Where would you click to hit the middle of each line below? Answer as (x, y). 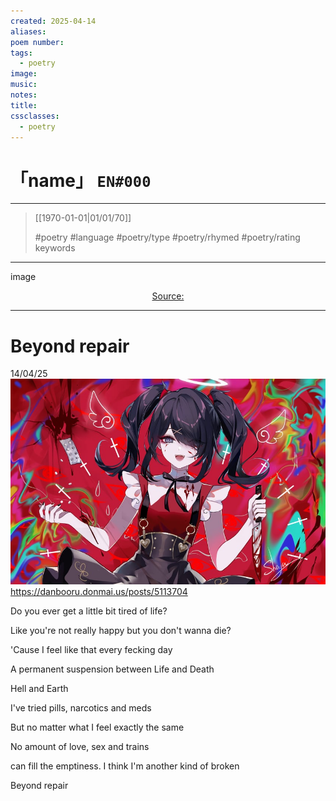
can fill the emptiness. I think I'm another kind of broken (125, 766)
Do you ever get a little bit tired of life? (89, 611)
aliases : (28, 31)
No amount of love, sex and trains (80, 746)
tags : (21, 53)
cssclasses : (35, 116)
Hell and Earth (39, 688)
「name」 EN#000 (81, 180)
